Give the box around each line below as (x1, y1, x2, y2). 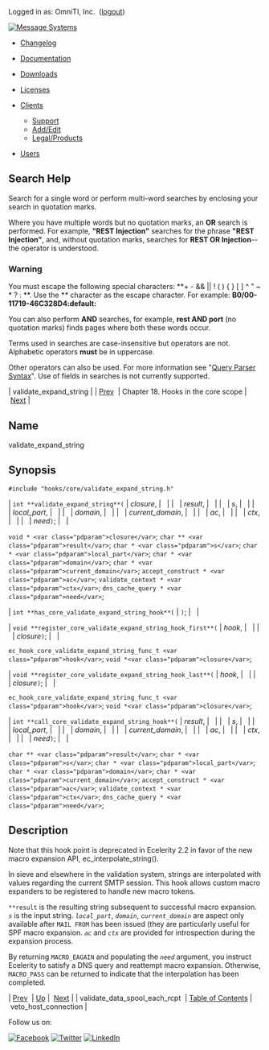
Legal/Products (31, 133, 83, 143)
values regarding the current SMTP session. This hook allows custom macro (8, 878, 261, 887)
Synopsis (8, 463, 56, 477)
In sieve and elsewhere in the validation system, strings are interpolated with (8, 869, 262, 878)
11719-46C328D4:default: (8, 299, 97, 308)
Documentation (19, 54, 71, 63)
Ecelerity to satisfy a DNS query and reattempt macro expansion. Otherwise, (8, 960, 261, 969)
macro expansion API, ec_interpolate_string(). (8, 854, 159, 863)
